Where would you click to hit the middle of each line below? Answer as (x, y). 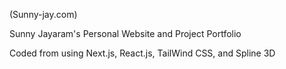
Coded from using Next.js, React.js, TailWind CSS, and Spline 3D (142, 53)
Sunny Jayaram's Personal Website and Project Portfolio (125, 33)
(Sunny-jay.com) (43, 14)
